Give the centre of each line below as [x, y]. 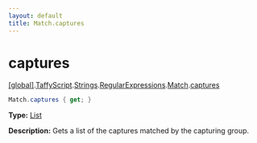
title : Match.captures [46, 23]
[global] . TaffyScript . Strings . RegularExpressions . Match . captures [114, 85]
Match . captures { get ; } [50, 100]
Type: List [25, 115]
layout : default [35, 16]
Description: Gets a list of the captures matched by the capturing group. [129, 131]
